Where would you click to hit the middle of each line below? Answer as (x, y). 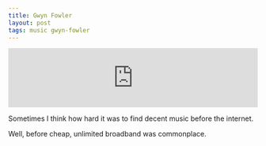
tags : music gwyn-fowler (49, 30)
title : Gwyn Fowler (40, 15)
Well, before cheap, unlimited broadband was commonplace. (108, 134)
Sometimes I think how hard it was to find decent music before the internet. (131, 118)
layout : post (30, 23)
